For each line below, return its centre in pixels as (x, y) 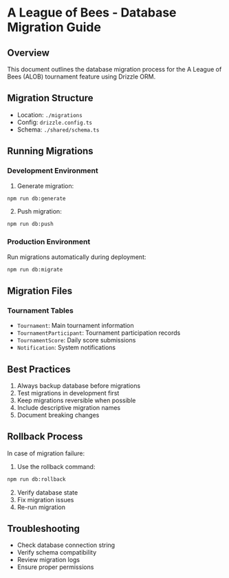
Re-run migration (41, 507)
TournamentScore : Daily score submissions (76, 340)
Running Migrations (51, 151)
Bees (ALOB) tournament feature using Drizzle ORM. (81, 76)
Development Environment (53, 171)
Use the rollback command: (56, 466)
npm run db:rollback (37, 479)
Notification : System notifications (66, 348)
